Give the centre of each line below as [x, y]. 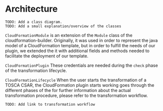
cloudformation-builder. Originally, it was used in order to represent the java [81, 40]
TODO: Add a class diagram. [34, 22]
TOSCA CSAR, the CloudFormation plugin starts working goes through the [80, 85]
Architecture [31, 9]
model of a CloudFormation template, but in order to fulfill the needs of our [80, 45]
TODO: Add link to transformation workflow [50, 104]
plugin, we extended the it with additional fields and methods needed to [77, 51]
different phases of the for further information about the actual [68, 90]
